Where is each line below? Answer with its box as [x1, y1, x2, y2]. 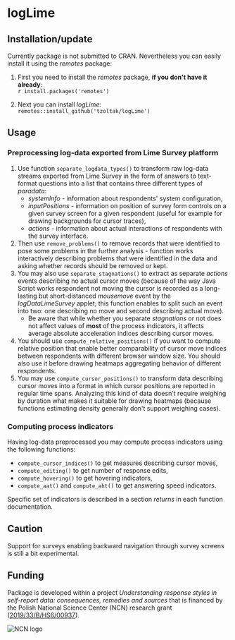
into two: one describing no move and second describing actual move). [17, 306, 224, 315]
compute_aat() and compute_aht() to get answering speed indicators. [17, 481, 217, 490]
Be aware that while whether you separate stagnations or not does [27, 314, 222, 322]
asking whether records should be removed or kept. [17, 261, 168, 270]
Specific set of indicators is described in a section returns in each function [7, 495, 224, 503]
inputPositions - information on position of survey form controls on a [27, 201, 227, 210]
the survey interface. [27, 231, 89, 240]
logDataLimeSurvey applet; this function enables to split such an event [17, 298, 223, 308]
